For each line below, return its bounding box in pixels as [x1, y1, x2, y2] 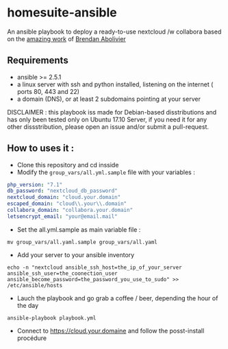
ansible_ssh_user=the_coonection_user [7, 269, 118, 277]
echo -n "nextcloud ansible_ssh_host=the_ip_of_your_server [7, 264, 183, 271]
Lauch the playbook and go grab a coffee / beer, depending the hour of [16, 293, 218, 302]
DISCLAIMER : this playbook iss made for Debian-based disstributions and [7, 108, 217, 116]
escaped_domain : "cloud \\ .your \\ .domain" [7, 200, 127, 207]
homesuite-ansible [7, 5, 118, 21]
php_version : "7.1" [7, 181, 63, 188]
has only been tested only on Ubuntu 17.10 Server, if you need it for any [7, 115, 207, 123]
